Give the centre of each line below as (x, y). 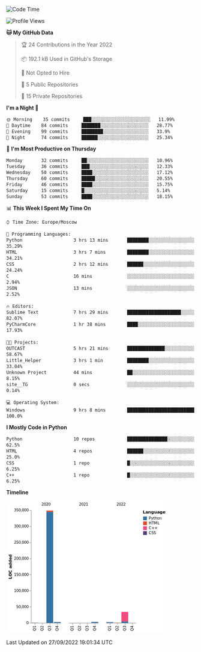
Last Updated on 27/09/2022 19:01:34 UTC (59, 642)
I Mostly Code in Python (37, 427)
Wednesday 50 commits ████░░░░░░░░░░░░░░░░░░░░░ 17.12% (89, 173)
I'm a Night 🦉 (22, 108)
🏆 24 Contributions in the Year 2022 (67, 45)
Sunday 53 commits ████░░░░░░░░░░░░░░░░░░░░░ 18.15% (89, 197)
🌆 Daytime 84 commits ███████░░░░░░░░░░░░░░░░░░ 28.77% (89, 126)
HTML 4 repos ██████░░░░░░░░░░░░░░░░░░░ (100, 451)
